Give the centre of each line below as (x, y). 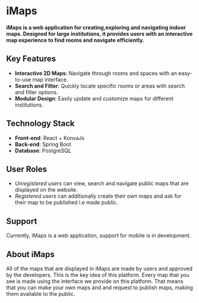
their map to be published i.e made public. (66, 202)
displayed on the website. (46, 190)
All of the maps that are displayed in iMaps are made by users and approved (99, 268)
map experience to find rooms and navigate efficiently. (75, 40)
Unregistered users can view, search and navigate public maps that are (102, 183)
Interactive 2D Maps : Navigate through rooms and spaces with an (96, 73)
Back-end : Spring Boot (43, 144)
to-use (23, 79)
